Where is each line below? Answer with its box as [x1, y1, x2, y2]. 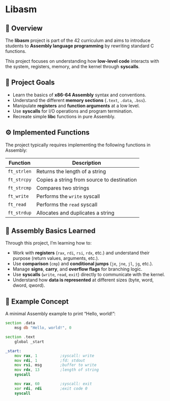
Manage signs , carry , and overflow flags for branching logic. [12, 266, 143, 272]
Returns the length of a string [36, 168, 106, 175]
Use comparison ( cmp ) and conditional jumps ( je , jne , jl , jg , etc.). [12, 261, 154, 267]
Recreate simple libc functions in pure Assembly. [12, 113, 116, 119]
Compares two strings [36, 184, 90, 192]
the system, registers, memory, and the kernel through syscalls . [5, 64, 140, 69]
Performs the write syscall [36, 193, 100, 200]
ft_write [8, 193, 29, 199]
